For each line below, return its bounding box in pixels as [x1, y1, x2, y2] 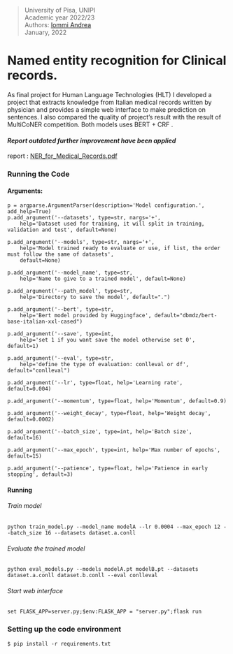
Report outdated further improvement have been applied [7, 136, 176, 145]
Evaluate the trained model [7, 544, 85, 553]
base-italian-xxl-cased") [7, 318, 83, 326]
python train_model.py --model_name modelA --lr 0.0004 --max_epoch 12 [7, 523, 220, 530]
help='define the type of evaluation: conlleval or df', [20, 361, 190, 368]
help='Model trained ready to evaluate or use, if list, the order [20, 245, 220, 252]
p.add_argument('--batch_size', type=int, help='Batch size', [7, 428, 192, 435]
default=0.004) [7, 386, 52, 393]
